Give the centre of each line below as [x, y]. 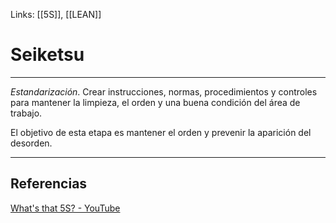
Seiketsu [47, 55]
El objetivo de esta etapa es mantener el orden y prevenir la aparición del [161, 132]
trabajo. [26, 113]
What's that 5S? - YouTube [65, 208]
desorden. [31, 143]
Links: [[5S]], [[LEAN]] [56, 14]
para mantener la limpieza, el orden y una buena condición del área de [155, 102]
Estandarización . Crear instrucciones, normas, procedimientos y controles [164, 91]
